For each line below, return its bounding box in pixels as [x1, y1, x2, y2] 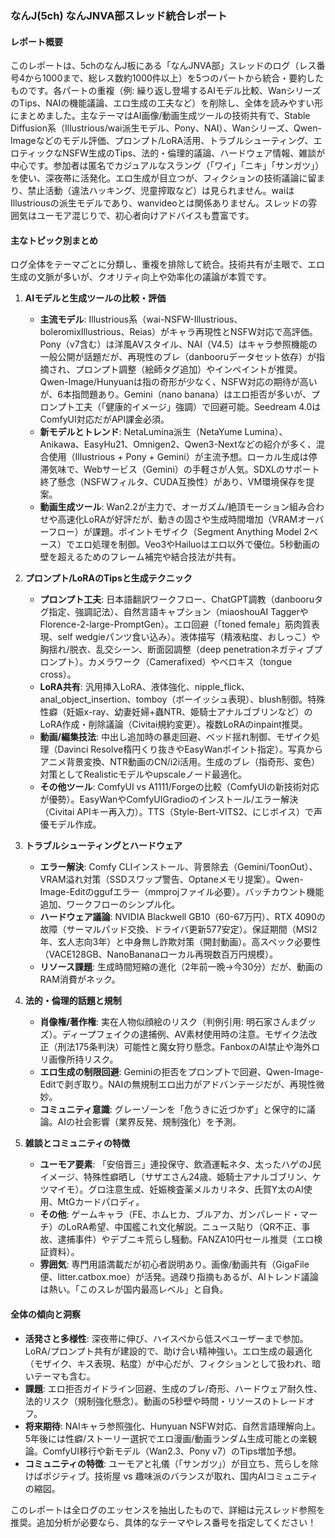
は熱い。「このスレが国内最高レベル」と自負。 [39, 1283, 229, 1296]
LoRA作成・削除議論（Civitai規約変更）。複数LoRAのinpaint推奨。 [39, 718, 308, 731]
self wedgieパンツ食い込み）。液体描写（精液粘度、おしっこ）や [57, 631, 321, 643]
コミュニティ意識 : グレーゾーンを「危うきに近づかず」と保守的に [39, 1103, 308, 1116]
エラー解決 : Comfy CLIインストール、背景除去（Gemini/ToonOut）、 [39, 861, 318, 873]
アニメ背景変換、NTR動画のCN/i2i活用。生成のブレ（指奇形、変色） [39, 756, 321, 768]
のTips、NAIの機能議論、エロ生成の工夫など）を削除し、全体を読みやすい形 [10, 97, 324, 109]
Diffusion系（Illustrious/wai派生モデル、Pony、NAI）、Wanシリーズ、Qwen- [10, 122, 322, 134]
